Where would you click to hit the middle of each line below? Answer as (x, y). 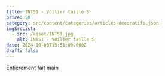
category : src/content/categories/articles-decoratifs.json (83, 23)
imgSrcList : (21, 28)
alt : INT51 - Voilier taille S (56, 39)
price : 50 (19, 17)
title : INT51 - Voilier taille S (48, 12)
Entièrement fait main (32, 68)
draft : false (22, 51)
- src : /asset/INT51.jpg (42, 34)
